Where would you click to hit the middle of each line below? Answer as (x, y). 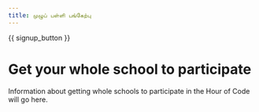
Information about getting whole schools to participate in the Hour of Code (129, 91)
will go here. (28, 99)
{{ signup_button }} (39, 38)
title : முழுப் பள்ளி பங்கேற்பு (50, 15)
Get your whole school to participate (130, 69)
